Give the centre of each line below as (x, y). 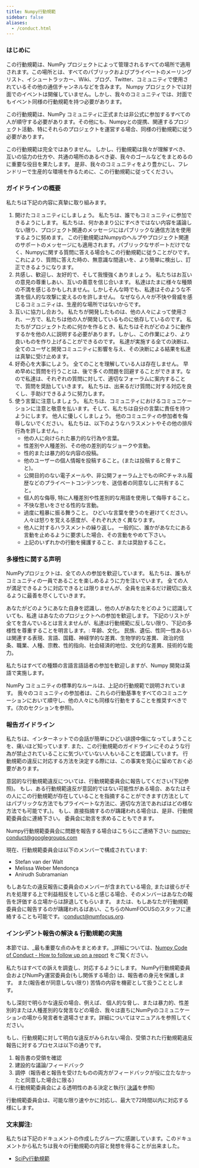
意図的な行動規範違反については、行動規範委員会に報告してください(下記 (95, 781)
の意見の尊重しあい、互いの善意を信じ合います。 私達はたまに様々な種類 (103, 282)
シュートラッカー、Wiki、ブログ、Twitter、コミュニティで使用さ (110, 79)
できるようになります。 (48, 267)
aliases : (17, 23)
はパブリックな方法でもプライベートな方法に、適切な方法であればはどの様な (99, 803)
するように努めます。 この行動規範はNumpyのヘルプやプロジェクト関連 (102, 237)
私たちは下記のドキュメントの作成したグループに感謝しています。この (91, 1139)
